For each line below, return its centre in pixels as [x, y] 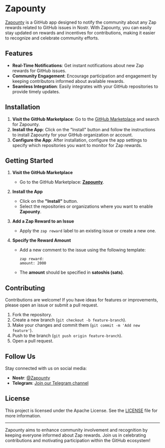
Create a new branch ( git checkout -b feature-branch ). [69, 320]
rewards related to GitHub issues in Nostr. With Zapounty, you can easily [78, 27]
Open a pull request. [33, 341]
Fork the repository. [32, 315]
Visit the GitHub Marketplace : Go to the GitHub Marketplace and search [86, 119]
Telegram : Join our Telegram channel [50, 383]
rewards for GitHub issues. [39, 71]
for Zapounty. [26, 124]
